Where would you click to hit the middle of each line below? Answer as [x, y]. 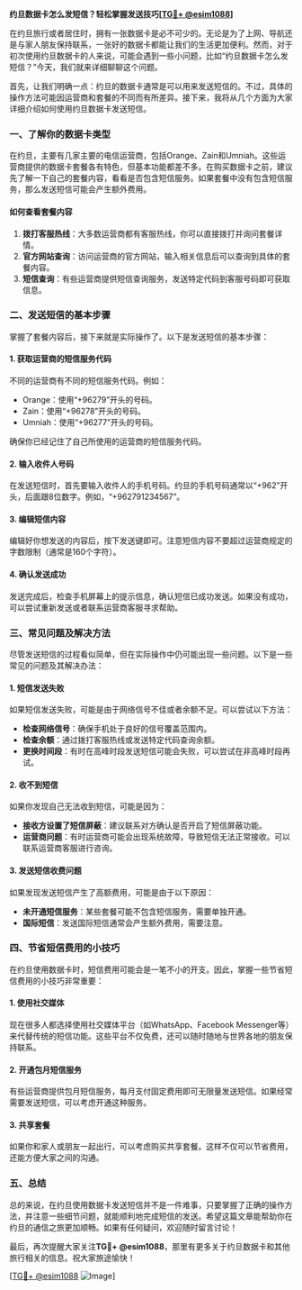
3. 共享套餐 [30, 1124]
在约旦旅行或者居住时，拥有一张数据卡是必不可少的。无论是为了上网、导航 [147, 33]
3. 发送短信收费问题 [46, 870]
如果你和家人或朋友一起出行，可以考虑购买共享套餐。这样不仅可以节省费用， [151, 1147]
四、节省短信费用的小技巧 [65, 948]
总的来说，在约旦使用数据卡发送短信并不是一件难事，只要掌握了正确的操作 [147, 1204]
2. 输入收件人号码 [42, 464]
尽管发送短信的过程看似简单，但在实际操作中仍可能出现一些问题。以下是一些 [151, 654]
